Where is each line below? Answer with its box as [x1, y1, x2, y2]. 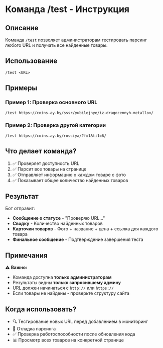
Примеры [5, 84, 38, 93]
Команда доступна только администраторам [12, 274, 112, 280]
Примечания [5, 251, 48, 259]
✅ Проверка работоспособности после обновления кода [12, 331, 135, 337]
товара [12, 231, 28, 237]
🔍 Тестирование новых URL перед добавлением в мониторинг [12, 318, 148, 325]
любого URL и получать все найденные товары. [5, 42, 108, 48]
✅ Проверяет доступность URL [12, 160, 80, 166]
